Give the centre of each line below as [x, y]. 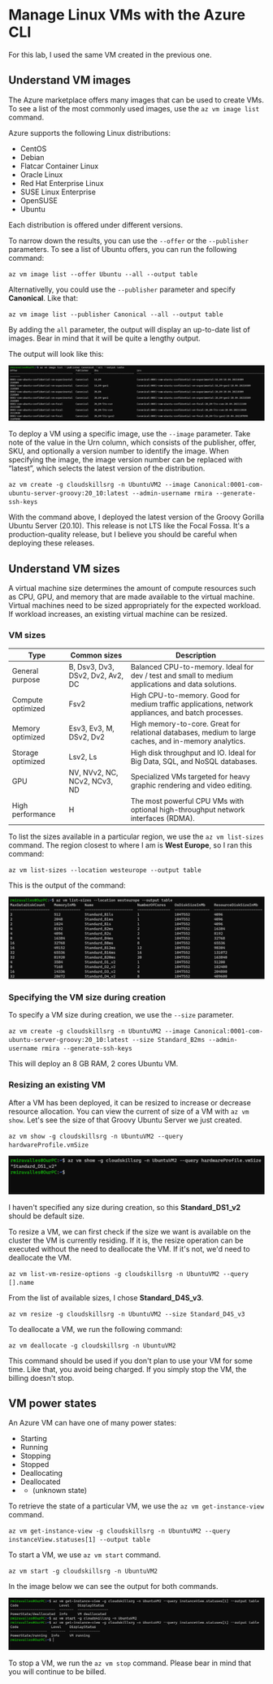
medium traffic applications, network [192, 704]
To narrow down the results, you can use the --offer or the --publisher [129, 241]
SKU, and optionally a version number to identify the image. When [119, 451]
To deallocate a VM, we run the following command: [95, 1329]
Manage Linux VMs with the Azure [127, 15]
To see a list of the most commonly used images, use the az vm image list [134, 108]
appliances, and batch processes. [187, 713]
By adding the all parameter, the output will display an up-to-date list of [129, 329]
